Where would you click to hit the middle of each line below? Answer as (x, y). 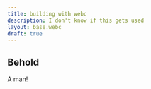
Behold (23, 62)
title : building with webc (47, 14)
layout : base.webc (34, 27)
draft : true (25, 34)
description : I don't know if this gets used (75, 20)
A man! (18, 79)
